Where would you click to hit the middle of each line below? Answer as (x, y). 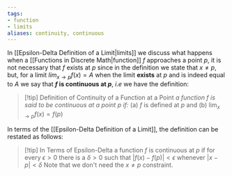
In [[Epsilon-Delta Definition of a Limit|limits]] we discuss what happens (110, 53)
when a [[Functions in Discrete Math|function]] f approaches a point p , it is (114, 61)
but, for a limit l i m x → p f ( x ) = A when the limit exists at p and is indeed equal (116, 76)
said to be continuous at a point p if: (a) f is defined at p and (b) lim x (122, 106)
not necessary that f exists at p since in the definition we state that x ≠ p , (112, 67)
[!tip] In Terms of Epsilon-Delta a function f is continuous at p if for (119, 150)
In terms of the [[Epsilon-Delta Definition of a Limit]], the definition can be (113, 129)
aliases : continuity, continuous (56, 33)
